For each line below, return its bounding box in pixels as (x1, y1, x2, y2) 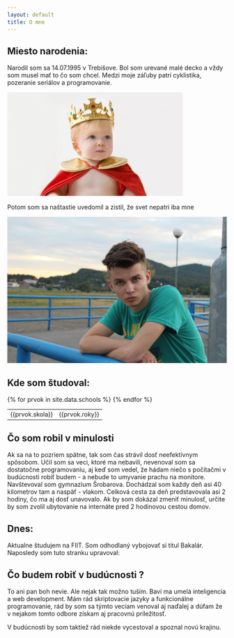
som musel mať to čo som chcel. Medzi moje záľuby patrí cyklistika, (7, 71, 202, 79)
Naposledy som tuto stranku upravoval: (7, 549, 120, 557)
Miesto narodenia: (7, 45, 88, 57)
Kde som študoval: (7, 377, 91, 389)
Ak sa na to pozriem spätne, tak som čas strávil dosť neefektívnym (7, 451, 198, 459)
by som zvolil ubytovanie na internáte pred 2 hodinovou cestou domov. (7, 502, 211, 511)
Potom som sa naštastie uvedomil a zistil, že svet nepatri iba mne (7, 203, 194, 212)
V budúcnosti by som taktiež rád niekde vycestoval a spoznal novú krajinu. (7, 623, 221, 631)
